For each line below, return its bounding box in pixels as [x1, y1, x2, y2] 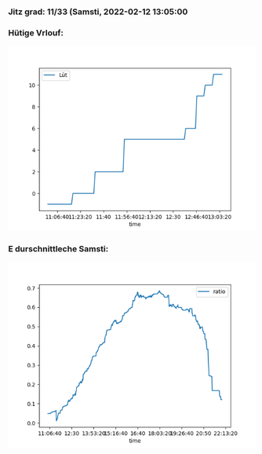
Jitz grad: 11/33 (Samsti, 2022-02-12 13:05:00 [8, 6, 188, 17]
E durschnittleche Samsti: [8, 243, 109, 254]
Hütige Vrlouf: [8, 27, 64, 38]
